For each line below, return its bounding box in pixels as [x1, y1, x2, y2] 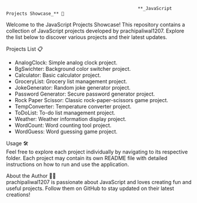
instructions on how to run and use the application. [6, 161, 129, 168]
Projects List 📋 [6, 45, 43, 53]
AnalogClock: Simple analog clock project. [14, 59, 118, 66]
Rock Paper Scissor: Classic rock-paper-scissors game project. [14, 97, 169, 103]
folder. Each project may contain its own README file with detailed [6, 155, 168, 162]
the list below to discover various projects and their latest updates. [6, 34, 168, 41]
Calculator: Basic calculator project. [14, 71, 101, 78]
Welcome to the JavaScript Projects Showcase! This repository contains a [6, 21, 185, 28]
